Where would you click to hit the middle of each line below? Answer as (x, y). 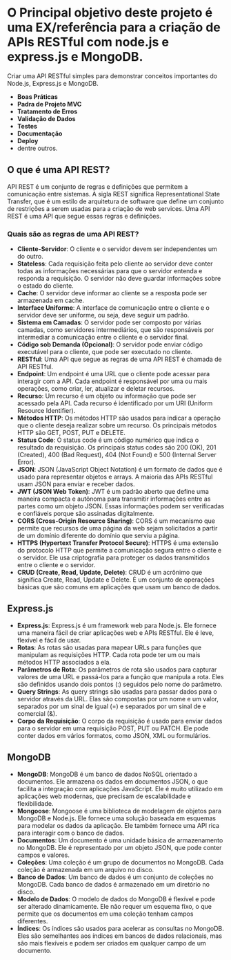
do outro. (30, 257)
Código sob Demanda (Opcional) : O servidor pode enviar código (110, 344)
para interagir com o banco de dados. (71, 833)
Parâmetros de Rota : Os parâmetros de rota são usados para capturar (117, 670)
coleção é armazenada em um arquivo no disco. (86, 869)
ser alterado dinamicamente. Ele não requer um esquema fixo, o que (114, 906)
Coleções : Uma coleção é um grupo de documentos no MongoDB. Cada (120, 862)
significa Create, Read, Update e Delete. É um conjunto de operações (116, 580)
